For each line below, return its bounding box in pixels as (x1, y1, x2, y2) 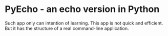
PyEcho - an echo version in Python (5, 3, 160, 15)
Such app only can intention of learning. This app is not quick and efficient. (5, 20, 163, 26)
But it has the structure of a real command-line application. (5, 25, 129, 31)
